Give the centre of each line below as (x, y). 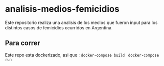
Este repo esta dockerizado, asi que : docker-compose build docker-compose (82, 55)
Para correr (23, 43)
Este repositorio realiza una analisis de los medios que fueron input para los (81, 22)
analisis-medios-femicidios (62, 9)
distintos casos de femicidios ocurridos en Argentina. (59, 27)
